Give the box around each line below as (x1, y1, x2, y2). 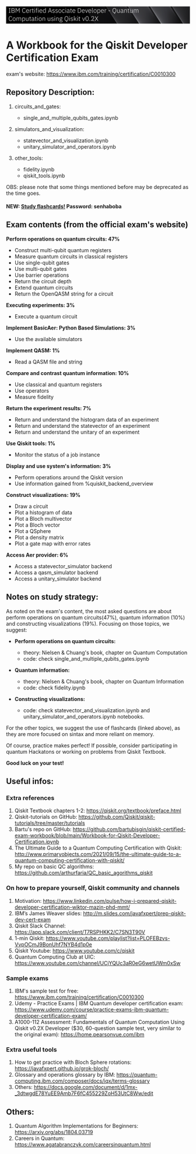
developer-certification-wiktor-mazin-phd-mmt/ (14, 904, 130, 911)
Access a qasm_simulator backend (14, 569, 99, 576)
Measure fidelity (14, 393, 54, 400)
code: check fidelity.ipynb (23, 684, 86, 691)
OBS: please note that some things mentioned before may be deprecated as (6, 183, 188, 190)
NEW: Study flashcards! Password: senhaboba (6, 203, 122, 210)
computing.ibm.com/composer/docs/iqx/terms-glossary (14, 1077, 150, 1084)
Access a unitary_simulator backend (14, 575, 101, 582)
